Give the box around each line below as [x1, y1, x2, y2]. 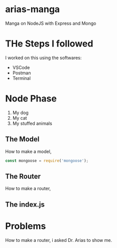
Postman [12, 70, 31, 76]
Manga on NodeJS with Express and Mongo [5, 20, 96, 26]
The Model [5, 135, 40, 143]
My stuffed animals [12, 120, 53, 126]
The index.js [5, 200, 45, 209]
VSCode [12, 64, 30, 70]
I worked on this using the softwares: [5, 55, 82, 61]
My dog [12, 110, 29, 116]
